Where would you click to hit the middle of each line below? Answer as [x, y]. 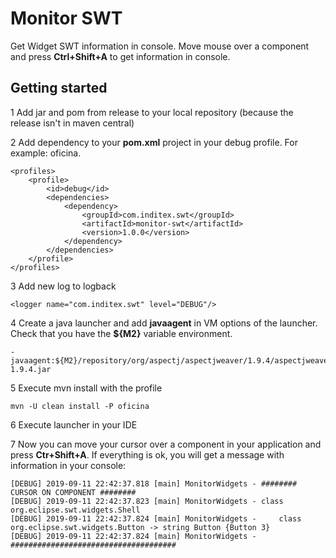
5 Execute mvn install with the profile [86, 388]
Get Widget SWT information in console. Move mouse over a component [160, 46]
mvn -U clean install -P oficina [80, 406]
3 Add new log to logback [63, 286]
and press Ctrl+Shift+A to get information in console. [120, 56]
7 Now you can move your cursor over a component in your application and [166, 444]
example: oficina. [46, 153]
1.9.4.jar [31, 369]
